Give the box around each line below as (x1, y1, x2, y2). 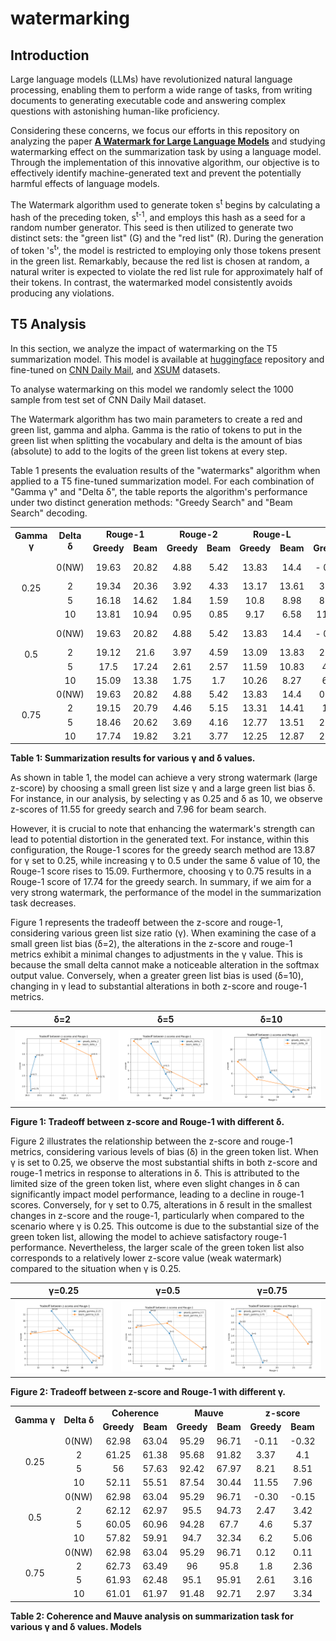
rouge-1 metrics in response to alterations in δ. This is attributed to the (10, 1167, 300, 1179)
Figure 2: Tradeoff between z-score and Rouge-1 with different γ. (10, 1386, 286, 1398)
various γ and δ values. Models (10, 1620, 142, 1632)
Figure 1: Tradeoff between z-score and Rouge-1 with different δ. (10, 1115, 285, 1127)
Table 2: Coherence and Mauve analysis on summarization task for (10, 1610, 294, 1622)
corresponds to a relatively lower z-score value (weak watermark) (10, 1252, 283, 1264)
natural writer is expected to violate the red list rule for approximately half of (10, 265, 323, 277)
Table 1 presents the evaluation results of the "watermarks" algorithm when (10, 464, 321, 476)
